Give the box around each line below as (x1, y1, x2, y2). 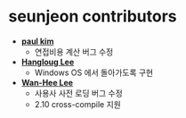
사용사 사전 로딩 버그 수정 (34, 88, 124, 98)
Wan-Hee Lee (20, 77, 73, 88)
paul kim (20, 36, 54, 46)
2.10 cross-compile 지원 (34, 98, 121, 109)
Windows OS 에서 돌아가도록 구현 (34, 67, 153, 78)
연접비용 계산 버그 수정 (34, 46, 114, 57)
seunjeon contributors (8, 6, 177, 27)
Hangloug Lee (20, 56, 75, 67)
